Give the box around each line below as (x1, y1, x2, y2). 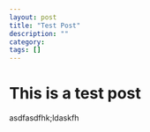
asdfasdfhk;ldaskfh (9, 113, 79, 123)
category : (9, 37, 46, 47)
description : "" (9, 29, 69, 38)
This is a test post (9, 84, 141, 104)
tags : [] (9, 46, 41, 55)
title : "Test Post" (9, 21, 81, 30)
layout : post (9, 12, 57, 22)
